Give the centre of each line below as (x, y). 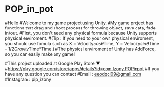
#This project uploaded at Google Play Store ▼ (53, 63)
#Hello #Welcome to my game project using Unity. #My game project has (79, 23)
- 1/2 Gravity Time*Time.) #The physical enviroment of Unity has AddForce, (81, 49)
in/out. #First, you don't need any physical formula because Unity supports (81, 33)
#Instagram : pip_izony (28, 79)
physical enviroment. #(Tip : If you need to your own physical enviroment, (80, 38)
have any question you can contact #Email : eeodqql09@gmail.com (73, 74)
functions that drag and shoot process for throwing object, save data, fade (80, 28)
